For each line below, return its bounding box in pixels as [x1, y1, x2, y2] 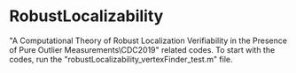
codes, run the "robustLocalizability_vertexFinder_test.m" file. [9, 54, 233, 64]
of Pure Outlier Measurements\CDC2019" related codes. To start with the [9, 44, 276, 55]
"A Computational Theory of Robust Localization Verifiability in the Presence [9, 35, 288, 46]
